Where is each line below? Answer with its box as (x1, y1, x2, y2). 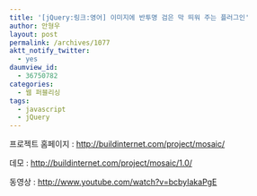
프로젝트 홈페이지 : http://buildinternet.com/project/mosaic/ (9, 139, 226, 149)
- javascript (17, 105, 66, 114)
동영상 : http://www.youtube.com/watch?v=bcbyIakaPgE (9, 176, 217, 188)
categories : (9, 80, 54, 89)
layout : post (9, 30, 58, 38)
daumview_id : (9, 64, 58, 72)
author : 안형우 (9, 21, 61, 30)
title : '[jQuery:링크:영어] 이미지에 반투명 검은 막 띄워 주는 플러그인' (9, 13, 250, 22)
